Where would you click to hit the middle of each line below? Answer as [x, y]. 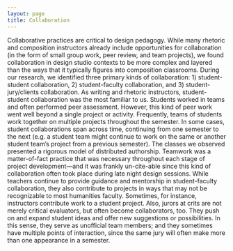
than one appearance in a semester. [59, 240]
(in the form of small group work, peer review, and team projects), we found [115, 55]
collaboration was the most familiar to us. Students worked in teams [127, 99]
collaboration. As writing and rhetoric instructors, [111, 92]
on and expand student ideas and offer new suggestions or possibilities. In [114, 218]
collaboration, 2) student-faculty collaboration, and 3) [107, 84]
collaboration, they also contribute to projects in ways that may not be [107, 188]
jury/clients [23, 92]
